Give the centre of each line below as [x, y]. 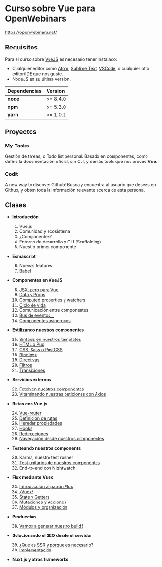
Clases [16, 205]
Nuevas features [36, 265]
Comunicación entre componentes [54, 310]
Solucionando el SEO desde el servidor [52, 535]
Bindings [28, 355]
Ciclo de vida [32, 305]
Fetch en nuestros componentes [52, 389]
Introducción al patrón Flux [46, 486]
